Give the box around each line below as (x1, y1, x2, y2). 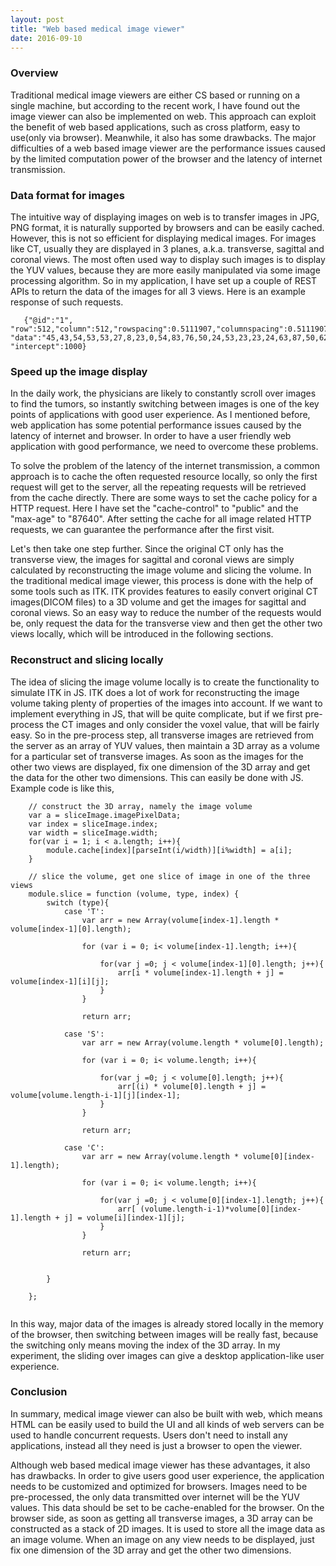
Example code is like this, (10, 782, 115, 794)
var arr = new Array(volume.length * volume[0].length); (81, 1037, 325, 1048)
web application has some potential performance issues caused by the (10, 419, 302, 431)
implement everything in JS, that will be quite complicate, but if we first (10, 707, 303, 720)
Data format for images (10, 188, 125, 202)
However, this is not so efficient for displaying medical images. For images (10, 232, 317, 244)
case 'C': (63, 1142, 105, 1153)
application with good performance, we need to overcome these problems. (10, 441, 319, 453)
